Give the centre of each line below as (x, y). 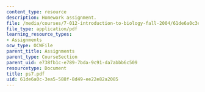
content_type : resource (37, 12)
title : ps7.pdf (26, 74)
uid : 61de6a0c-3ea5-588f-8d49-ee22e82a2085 (63, 79)
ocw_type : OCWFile (30, 46)
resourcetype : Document (37, 68)
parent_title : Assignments (41, 51)
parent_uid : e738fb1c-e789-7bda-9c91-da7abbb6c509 (72, 62)
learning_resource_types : (39, 34)
